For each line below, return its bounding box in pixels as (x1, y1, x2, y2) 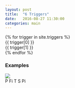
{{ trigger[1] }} (5, 44, 33, 50)
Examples (5, 62, 29, 69)
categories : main (5, 21, 41, 26)
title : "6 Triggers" (5, 12, 50, 17)
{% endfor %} (5, 50, 33, 56)
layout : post (5, 7, 32, 12)
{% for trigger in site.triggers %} (5, 34, 70, 40)
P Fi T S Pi (5, 78, 26, 84)
